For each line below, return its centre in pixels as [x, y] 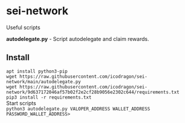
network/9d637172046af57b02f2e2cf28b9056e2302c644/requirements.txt [93, 92]
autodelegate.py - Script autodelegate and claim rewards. [78, 39]
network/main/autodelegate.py [44, 81]
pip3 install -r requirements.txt [49, 97]
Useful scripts [23, 27]
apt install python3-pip [37, 71]
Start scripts [21, 103]
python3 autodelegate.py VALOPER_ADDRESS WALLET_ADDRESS [78, 109]
